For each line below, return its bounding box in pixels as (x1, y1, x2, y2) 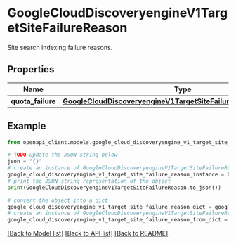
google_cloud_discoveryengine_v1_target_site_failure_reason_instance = (7, 171, 225, 179)
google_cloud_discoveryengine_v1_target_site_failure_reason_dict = (7, 203, 212, 210)
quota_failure (11, 96, 56, 106)
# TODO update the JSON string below (7, 151, 118, 159)
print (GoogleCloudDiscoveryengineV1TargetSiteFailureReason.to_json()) (7, 184, 221, 191)
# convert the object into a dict (7, 197, 109, 204)
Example (7, 120, 46, 132)
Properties (7, 63, 55, 75)
